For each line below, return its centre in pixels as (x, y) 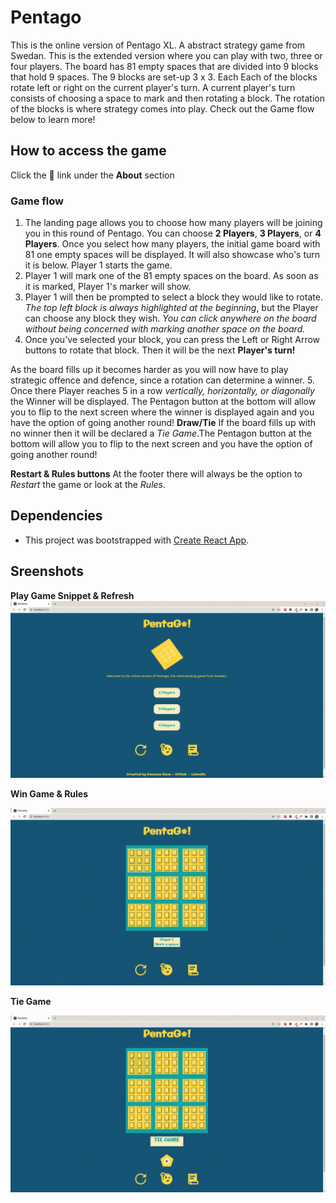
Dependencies (56, 516)
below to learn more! (53, 119)
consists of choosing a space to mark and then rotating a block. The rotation (168, 98)
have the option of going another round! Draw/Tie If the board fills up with (163, 423)
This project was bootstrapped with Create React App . (137, 540)
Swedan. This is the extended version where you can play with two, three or (166, 55)
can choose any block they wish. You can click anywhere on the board (170, 318)
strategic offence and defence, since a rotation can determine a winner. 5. (162, 380)
